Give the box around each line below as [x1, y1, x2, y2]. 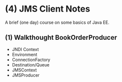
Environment [12, 51, 38, 57]
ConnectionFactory [12, 57, 51, 63]
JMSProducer [12, 72, 40, 78]
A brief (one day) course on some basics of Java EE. [5, 19, 109, 25]
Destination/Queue [12, 62, 50, 67]
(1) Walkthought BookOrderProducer [5, 33, 117, 42]
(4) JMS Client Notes [5, 3, 90, 15]
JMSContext [12, 67, 37, 73]
